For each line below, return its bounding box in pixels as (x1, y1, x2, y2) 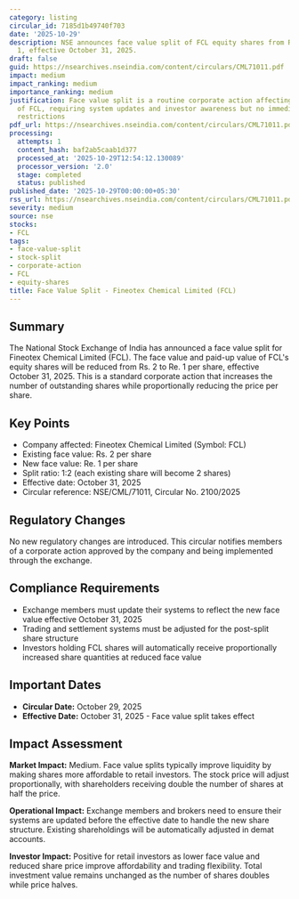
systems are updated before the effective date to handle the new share (9, 815, 270, 826)
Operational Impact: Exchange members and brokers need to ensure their (9, 806, 282, 816)
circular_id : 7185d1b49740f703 (9, 21, 125, 30)
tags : (9, 237, 29, 246)
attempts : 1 (17, 137, 62, 146)
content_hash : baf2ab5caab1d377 (17, 145, 138, 154)
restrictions (17, 112, 66, 121)
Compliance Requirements (9, 580, 160, 596)
